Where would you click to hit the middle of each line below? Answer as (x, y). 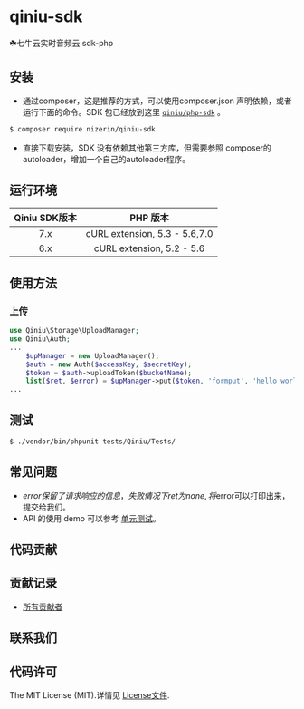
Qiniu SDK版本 (45, 218)
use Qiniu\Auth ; (40, 339)
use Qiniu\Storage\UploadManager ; (75, 331)
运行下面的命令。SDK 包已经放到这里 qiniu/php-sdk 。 (124, 112)
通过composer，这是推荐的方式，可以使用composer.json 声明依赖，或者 (157, 101)
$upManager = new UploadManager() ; (93, 355)
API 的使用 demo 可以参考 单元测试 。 (91, 518)
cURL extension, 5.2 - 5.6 (149, 248)
